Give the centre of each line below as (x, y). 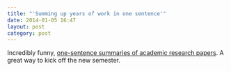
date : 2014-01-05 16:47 (42, 20)
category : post (29, 33)
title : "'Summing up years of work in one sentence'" (87, 14)
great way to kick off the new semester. (64, 61)
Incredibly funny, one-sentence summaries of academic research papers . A (115, 53)
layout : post (26, 26)
